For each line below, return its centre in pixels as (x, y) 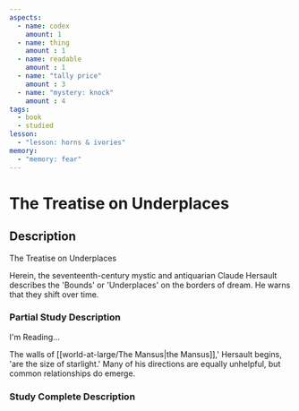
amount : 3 (46, 84)
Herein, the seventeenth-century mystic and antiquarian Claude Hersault (143, 275)
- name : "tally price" (60, 76)
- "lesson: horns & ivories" (72, 142)
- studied (35, 126)
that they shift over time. (54, 294)
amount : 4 (46, 101)
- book (30, 117)
